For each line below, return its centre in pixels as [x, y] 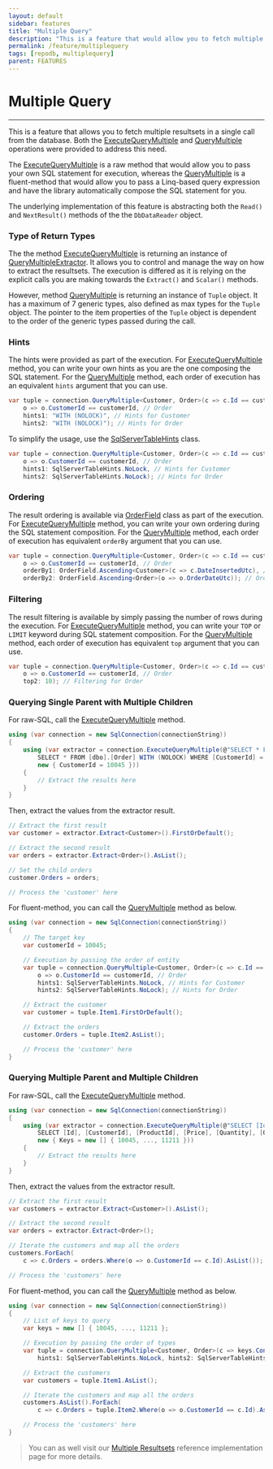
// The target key [54, 938]
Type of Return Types [52, 236]
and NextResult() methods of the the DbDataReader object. [106, 214]
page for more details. [65, 1456]
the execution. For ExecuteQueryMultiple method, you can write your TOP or [135, 626]
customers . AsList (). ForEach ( [72, 1402]
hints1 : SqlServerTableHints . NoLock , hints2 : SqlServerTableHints [152, 1358]
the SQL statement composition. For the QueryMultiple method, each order [134, 532]
